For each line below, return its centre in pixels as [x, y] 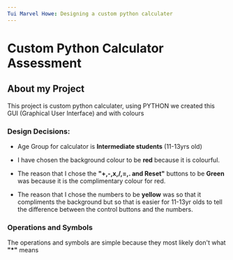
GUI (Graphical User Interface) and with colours [76, 113]
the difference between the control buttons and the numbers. [105, 209]
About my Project [46, 89]
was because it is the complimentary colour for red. [91, 181]
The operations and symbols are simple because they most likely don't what [116, 243]
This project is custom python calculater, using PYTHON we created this [111, 106]
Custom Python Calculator [85, 48]
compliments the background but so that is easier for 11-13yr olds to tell [120, 202]
